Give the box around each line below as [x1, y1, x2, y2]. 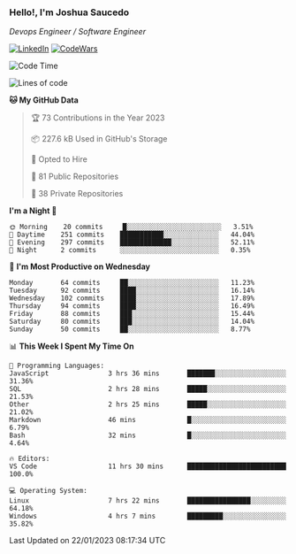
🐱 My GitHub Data [9, 95, 80, 105]
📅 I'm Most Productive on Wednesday [9, 261, 150, 272]
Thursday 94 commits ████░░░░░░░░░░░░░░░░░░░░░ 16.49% [9, 302, 254, 311]
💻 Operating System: [9, 487, 88, 496]
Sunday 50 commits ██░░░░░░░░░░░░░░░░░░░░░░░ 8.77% [9, 325, 251, 334]
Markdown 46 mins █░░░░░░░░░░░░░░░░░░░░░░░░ [9, 416, 287, 425]
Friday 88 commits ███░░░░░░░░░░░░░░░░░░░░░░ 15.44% [9, 310, 254, 319]
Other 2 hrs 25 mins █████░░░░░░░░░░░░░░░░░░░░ [9, 400, 287, 409]
